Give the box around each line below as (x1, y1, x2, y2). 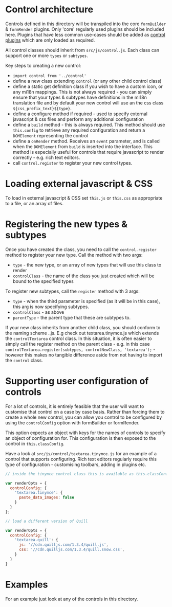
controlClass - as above (12, 309, 64, 315)
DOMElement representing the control (12, 132, 88, 138)
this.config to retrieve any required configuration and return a (12, 127, 145, 133)
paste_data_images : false (18, 495, 74, 500)
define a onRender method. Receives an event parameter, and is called (12, 138, 160, 144)
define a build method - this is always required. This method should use (12, 121, 165, 128)
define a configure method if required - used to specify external (12, 111, 147, 117)
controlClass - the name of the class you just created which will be (12, 273, 155, 279)
